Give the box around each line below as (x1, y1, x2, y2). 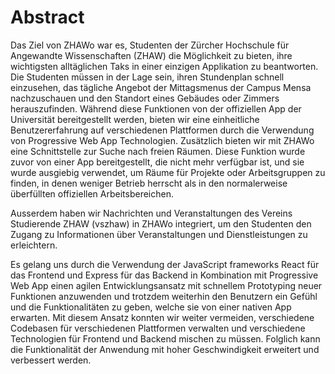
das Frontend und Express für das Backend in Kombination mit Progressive (10, 269, 319, 281)
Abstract (10, 6, 85, 29)
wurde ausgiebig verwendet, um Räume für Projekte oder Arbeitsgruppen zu (10, 166, 326, 178)
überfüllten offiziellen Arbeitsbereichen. (10, 187, 174, 200)
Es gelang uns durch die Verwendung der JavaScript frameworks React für (10, 258, 320, 270)
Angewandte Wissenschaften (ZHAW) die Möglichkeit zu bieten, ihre (10, 49, 293, 61)
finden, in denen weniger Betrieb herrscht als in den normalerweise (10, 177, 288, 189)
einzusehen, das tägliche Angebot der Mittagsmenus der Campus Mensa (10, 81, 312, 93)
